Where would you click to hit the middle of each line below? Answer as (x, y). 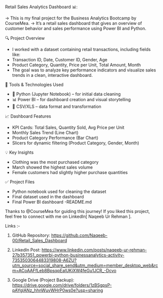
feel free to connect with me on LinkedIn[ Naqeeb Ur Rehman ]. (68, 216)
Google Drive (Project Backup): (43, 280)
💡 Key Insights (19, 152)
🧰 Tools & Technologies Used (34, 85)
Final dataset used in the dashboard (48, 197)
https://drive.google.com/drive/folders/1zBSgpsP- (62, 285)
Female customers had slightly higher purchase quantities (70, 172)
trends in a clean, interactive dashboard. (52, 75)
